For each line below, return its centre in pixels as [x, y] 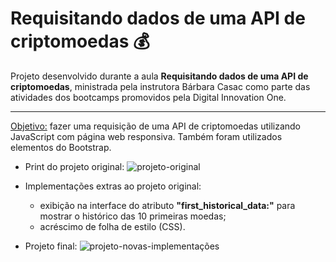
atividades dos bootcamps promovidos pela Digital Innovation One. [148, 97]
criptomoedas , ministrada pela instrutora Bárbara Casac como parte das [160, 86]
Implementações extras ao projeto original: [113, 186]
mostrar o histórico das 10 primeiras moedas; [133, 216]
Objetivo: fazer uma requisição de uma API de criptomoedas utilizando [156, 126]
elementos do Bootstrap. [61, 147]
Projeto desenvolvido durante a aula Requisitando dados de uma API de [159, 76]
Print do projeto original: [74, 166]
